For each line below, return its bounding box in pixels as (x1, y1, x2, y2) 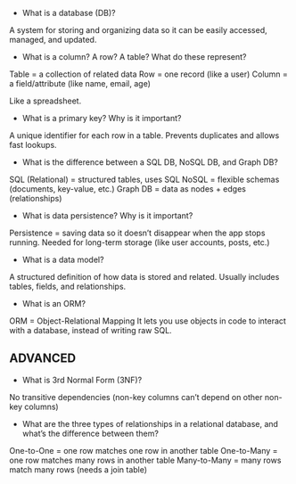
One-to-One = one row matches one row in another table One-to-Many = (9, 445, 278, 455)
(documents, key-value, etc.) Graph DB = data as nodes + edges (9, 184, 247, 194)
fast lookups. (9, 140, 57, 150)
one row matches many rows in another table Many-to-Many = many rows (9, 455, 282, 465)
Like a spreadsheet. (9, 95, 82, 106)
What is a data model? (21, 254, 104, 265)
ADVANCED (9, 351, 77, 366)
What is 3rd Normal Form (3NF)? (21, 374, 143, 385)
